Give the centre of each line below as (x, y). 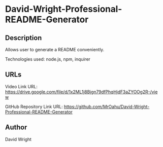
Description (23, 38)
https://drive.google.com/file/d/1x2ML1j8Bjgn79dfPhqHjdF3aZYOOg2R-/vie (81, 92)
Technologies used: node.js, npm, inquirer (48, 59)
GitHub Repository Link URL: (34, 107)
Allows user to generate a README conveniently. (55, 50)
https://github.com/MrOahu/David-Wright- (107, 107)
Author (16, 128)
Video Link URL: (21, 86)
